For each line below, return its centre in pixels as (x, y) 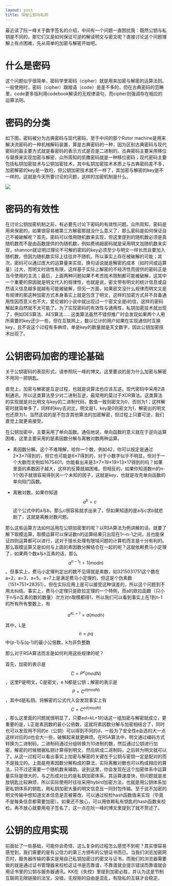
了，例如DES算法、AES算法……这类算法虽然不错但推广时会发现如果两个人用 (85, 314)
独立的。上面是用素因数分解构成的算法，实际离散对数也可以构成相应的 (88, 763)
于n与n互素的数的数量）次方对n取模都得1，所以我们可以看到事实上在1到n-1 (84, 597)
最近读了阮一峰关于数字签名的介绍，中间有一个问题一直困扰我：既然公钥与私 (86, 30)
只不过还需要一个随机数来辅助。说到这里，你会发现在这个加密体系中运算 (90, 769)
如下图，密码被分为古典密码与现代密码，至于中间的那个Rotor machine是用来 (86, 138)
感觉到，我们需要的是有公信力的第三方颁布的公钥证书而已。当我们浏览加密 (84, 853)
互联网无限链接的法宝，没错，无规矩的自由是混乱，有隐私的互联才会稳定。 (84, 878)
